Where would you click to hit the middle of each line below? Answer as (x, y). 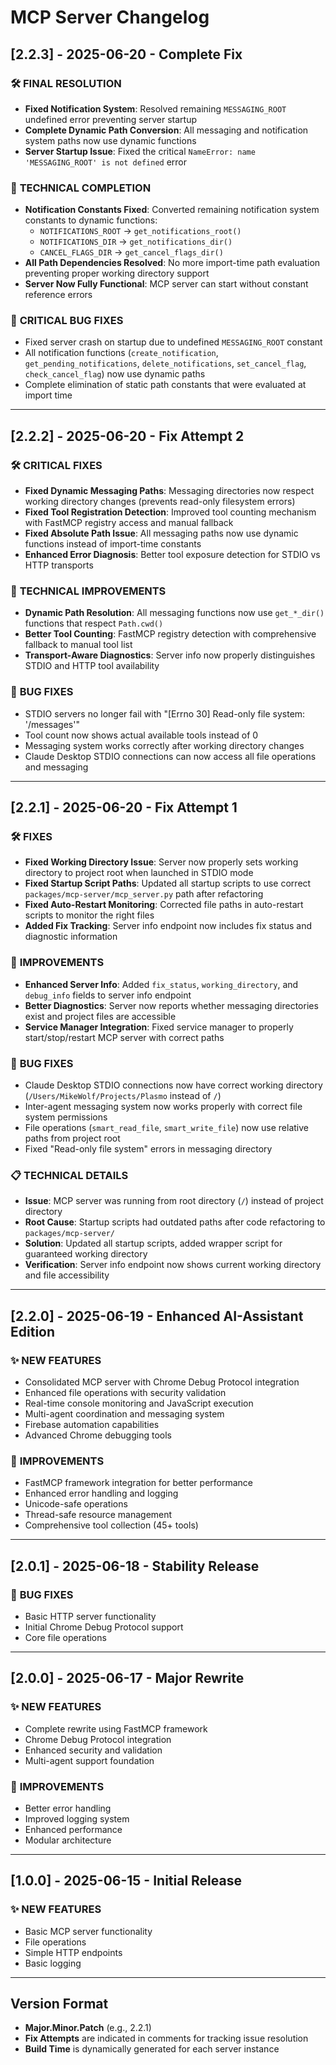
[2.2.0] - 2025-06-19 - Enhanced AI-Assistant (157, 1316)
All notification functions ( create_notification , (121, 353)
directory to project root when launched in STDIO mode (139, 873)
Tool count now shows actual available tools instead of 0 (141, 735)
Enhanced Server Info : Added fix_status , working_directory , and (161, 984)
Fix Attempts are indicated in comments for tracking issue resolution (166, 2038)
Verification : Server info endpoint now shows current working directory (173, 1265)
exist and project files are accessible (100, 1016)
